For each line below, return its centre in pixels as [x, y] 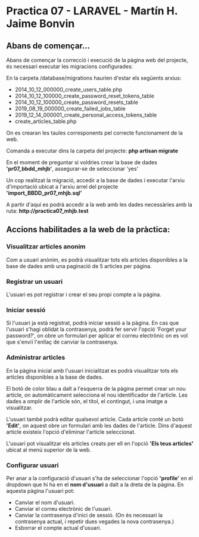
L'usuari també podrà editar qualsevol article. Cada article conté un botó [95, 419]
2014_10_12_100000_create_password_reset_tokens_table [85, 96]
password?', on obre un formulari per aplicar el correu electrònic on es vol [97, 336]
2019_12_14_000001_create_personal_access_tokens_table [86, 115]
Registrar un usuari [35, 281]
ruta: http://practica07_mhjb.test [47, 211]
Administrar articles [36, 358]
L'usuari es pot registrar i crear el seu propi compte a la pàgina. [84, 294]
